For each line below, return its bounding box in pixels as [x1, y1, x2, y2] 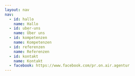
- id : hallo [9, 16, 34, 21]
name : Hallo [13, 21, 38, 26]
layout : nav [4, 7, 29, 12]
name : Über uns [13, 30, 45, 35]
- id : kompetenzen [9, 35, 48, 40]
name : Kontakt [13, 58, 43, 63]
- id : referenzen [9, 44, 45, 49]
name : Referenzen [13, 49, 50, 54]
